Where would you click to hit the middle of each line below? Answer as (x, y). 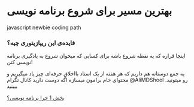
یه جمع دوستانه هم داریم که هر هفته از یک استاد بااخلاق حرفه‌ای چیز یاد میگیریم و (96, 74)
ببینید (12, 86)
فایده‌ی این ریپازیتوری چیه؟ (41, 43)
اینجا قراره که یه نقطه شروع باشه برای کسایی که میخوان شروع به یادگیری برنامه (96, 56)
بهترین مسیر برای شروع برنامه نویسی (90, 11)
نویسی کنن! (20, 62)
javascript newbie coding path (44, 27)
